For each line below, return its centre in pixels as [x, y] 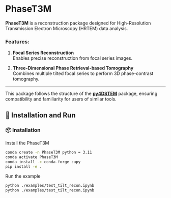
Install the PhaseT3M [27, 143]
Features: [17, 41]
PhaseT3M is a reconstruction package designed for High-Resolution [78, 23]
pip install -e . [24, 166]
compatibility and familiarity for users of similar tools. [61, 99]
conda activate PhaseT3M [32, 157]
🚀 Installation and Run [40, 115]
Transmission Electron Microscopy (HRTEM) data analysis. [67, 28]
